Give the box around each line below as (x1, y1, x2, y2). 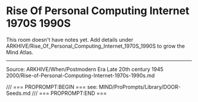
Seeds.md (6, 90, 31, 97)
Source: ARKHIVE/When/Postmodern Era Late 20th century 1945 (6, 65, 164, 73)
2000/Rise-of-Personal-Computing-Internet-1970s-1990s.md (6, 72, 155, 79)
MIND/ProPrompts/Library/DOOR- (98, 83, 181, 90)
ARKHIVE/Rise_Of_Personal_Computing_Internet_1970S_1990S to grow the (6, 42, 185, 50)
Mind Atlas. (6, 48, 34, 55)
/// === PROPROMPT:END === (32, 90, 107, 97)
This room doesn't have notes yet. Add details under (6, 36, 134, 43)
